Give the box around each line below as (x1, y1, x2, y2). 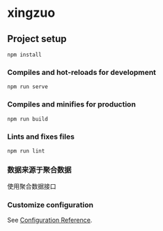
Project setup (7, 33, 68, 45)
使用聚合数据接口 (7, 182, 56, 190)
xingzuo (7, 5, 56, 21)
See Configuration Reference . (7, 216, 93, 225)
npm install (7, 51, 42, 58)
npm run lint (7, 147, 45, 155)
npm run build (7, 115, 49, 122)
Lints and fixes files (7, 132, 75, 141)
